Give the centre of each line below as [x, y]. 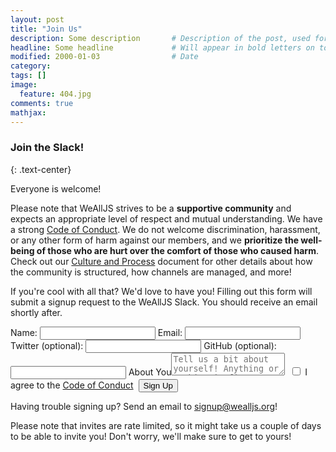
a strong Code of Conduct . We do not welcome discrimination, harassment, [165, 229]
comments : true [42, 103]
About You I [218, 372]
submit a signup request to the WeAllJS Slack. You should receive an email [164, 302]
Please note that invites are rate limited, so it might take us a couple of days [166, 425]
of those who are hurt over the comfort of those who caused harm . [177, 250]
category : [31, 66]
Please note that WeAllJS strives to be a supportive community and [151, 208]
